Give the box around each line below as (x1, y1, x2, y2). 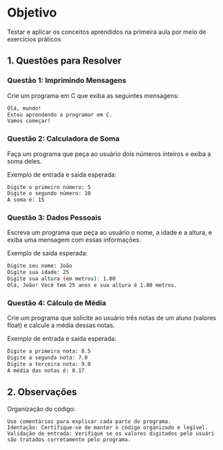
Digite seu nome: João (7, 262, 72, 270)
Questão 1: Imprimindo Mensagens (7, 76, 126, 86)
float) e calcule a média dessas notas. (7, 321, 115, 329)
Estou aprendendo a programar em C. (7, 111, 113, 118)
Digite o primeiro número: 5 (7, 184, 91, 190)
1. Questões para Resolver (7, 55, 122, 67)
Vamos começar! (7, 117, 51, 125)
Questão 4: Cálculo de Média (7, 298, 107, 308)
